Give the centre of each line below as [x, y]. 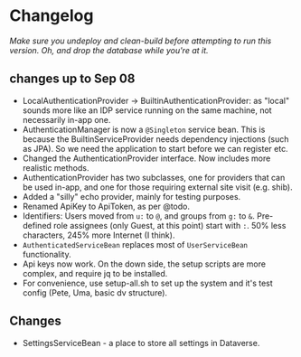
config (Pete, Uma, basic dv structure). [95, 292]
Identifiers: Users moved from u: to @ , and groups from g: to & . [139, 216]
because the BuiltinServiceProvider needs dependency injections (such [155, 139]
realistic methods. [56, 167]
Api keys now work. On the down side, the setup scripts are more [144, 264]
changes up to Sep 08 [72, 79]
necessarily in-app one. [66, 119]
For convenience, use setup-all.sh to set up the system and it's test [147, 283]
